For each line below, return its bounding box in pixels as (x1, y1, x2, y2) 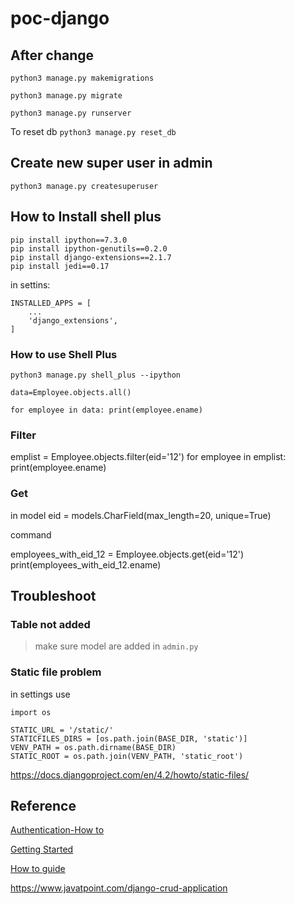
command (10, 528, 52, 541)
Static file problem (10, 665, 102, 679)
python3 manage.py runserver (10, 108, 132, 118)
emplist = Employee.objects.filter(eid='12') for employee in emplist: (10, 451, 287, 463)
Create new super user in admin (10, 155, 213, 172)
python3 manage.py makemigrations (10, 73, 155, 83)
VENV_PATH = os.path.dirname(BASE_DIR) (10, 742, 177, 752)
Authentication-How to (10, 824, 105, 836)
